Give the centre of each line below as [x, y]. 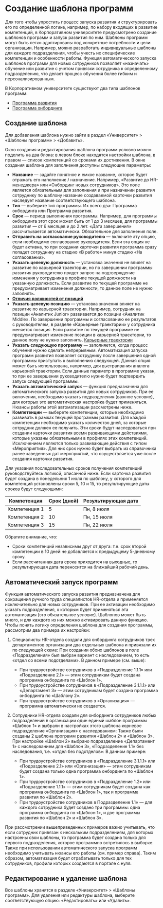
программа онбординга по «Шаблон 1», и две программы [80, 812]
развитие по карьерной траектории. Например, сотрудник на [76, 309]
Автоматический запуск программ [62, 582]
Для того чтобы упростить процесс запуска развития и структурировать [81, 22]
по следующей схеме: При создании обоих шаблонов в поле [76, 650]
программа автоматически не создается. [63, 706]
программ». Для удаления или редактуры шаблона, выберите [70, 895]
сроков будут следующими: [34, 489]
